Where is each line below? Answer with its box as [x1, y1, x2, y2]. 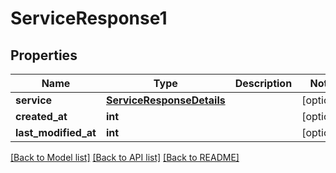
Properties [10, 47, 78, 64]
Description [234, 77, 293, 90]
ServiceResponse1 [10, 7, 168, 30]
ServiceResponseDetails [105, 93, 226, 107]
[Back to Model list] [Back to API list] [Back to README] [10, 152, 240, 163]
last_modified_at [15, 126, 97, 139]
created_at [15, 110, 68, 123]
